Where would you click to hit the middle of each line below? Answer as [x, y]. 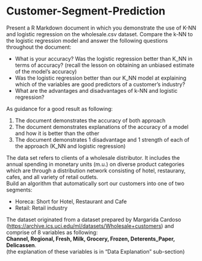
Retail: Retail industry [41, 208]
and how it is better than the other [57, 133]
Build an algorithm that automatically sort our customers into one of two [96, 183]
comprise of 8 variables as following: [52, 232]
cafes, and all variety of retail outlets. [52, 177]
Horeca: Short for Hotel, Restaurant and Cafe [71, 201]
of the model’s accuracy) [46, 71]
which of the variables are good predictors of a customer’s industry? [100, 84]
